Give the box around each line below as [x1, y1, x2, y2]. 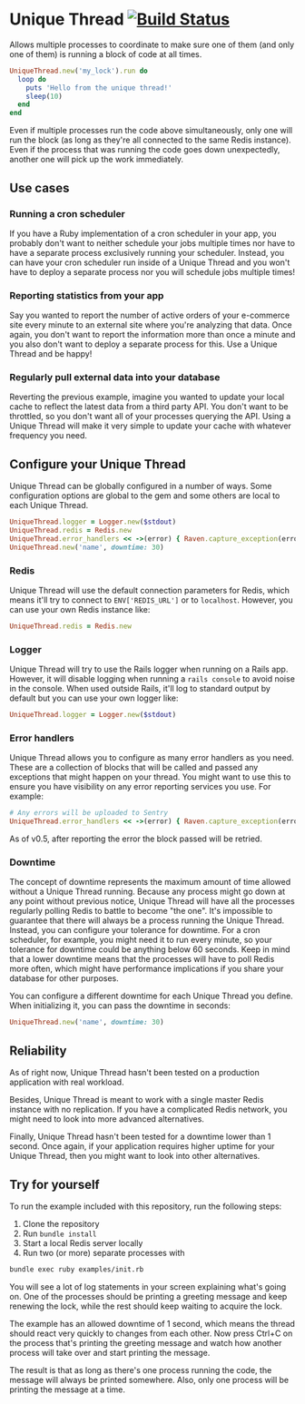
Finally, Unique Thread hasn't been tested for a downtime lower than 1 [9, 1131, 271, 1143]
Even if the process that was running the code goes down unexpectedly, [9, 144, 280, 155]
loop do [17, 74, 47, 83]
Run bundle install [22, 1228, 97, 1239]
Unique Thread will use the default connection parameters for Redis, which [9, 585, 290, 596]
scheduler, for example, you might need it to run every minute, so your [9, 935, 272, 946]
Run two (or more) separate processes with [22, 1247, 185, 1258]
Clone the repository [22, 1218, 100, 1229]
